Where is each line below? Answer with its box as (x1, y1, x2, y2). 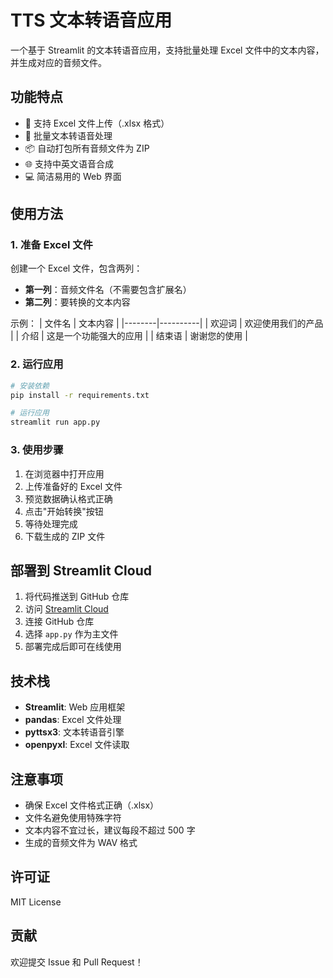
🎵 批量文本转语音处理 (24, 129, 113, 141)
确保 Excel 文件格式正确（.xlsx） (24, 799, 160, 811)
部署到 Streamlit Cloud (10, 562, 152, 579)
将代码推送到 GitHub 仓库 (24, 591, 130, 603)
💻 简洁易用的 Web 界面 (24, 170, 122, 182)
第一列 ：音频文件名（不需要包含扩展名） (24, 284, 192, 296)
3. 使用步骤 (10, 443, 64, 457)
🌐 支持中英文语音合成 (24, 157, 114, 170)
